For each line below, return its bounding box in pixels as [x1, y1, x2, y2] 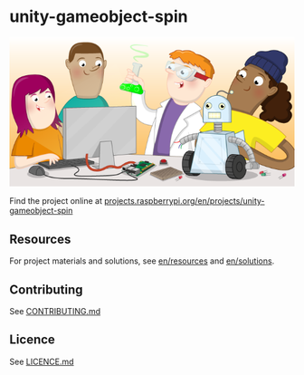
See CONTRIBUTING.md [9, 306, 101, 317]
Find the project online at [9, 196, 102, 207]
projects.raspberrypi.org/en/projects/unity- [103, 196, 265, 207]
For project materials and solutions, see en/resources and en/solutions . [9, 255, 275, 266]
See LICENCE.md [9, 356, 74, 367]
